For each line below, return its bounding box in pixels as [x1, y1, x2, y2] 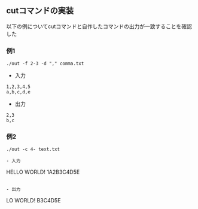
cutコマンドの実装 [6, 5, 74, 16]
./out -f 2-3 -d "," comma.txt [6, 60, 84, 67]
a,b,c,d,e [6, 89, 31, 95]
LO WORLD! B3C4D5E [6, 197, 61, 204]
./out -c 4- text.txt [6, 146, 60, 153]
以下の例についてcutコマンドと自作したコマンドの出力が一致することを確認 [6, 23, 193, 30]
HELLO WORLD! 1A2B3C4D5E [6, 168, 80, 175]
